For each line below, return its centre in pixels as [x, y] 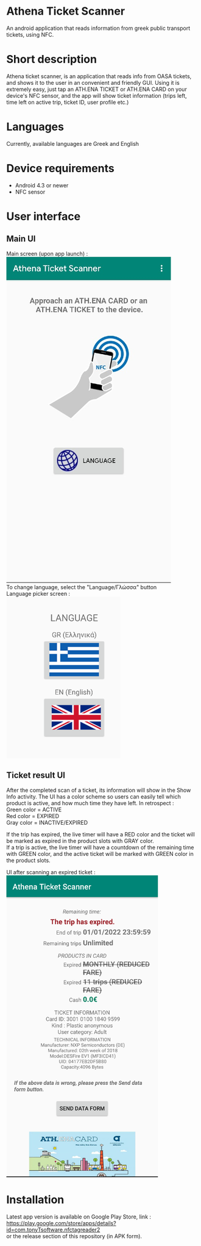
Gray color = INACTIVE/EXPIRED [47, 822]
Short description [52, 60]
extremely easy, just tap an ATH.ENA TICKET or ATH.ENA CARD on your [97, 89]
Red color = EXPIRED [33, 816]
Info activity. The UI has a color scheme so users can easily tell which [93, 796]
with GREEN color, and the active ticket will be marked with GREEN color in [100, 853]
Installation [35, 1199]
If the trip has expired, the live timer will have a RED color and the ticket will [100, 834]
